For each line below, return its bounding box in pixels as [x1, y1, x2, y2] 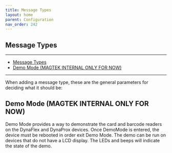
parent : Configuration [5, 17, 54, 22]
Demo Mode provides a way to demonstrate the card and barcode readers [5, 121, 162, 127]
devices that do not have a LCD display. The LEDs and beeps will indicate [5, 137, 160, 143]
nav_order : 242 [5, 21, 38, 27]
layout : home [5, 12, 33, 17]
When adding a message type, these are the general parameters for [5, 79, 148, 85]
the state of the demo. [5, 143, 52, 149]
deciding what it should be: [5, 85, 62, 91]
